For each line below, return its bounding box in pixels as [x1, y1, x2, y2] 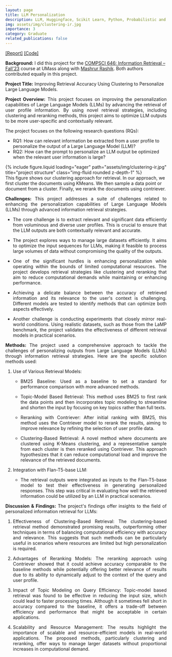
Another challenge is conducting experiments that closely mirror [12, 316, 155, 322]
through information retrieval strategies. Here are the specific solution [5, 353, 167, 359]
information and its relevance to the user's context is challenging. [12, 295, 167, 301]
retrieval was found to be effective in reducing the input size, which [12, 592, 167, 599]
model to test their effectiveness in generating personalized [20, 482, 167, 488]
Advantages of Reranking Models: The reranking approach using [12, 555, 167, 561]
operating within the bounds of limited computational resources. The [12, 263, 167, 269]
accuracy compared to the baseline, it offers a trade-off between [12, 603, 167, 609]
